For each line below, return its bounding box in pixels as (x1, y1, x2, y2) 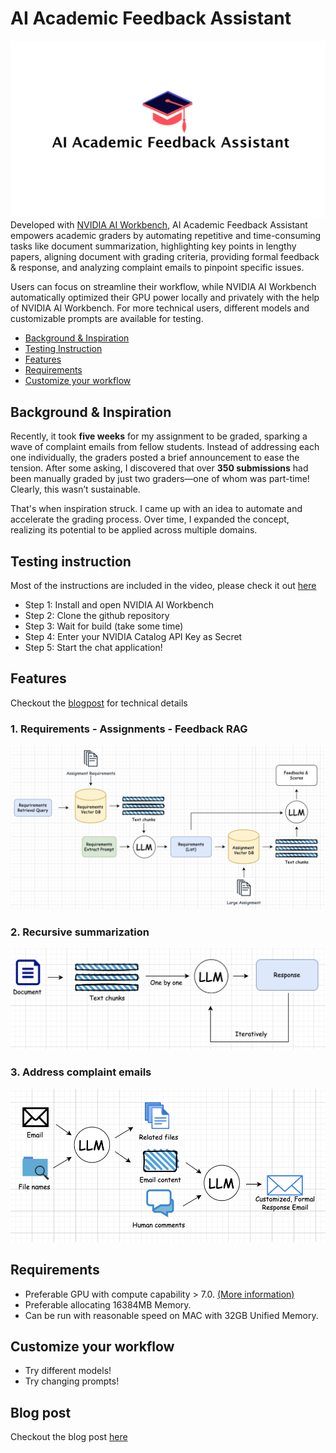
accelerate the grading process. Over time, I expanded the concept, (10, 513, 290, 526)
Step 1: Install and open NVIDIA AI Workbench (24, 599, 214, 611)
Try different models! (24, 1365, 112, 1377)
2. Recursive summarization (10, 925, 150, 939)
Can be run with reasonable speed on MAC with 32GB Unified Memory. (24, 1309, 319, 1321)
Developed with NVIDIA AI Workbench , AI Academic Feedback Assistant (10, 219, 308, 231)
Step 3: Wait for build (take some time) (24, 620, 184, 632)
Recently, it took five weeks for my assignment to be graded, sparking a (10, 430, 308, 442)
